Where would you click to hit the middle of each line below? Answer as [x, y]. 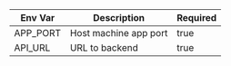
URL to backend [104, 47]
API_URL [32, 47]
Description [119, 18]
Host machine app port [119, 33]
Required [197, 18]
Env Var [38, 18]
